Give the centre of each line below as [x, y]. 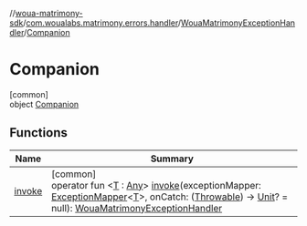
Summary [172, 159]
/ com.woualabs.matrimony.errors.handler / [102, 23]
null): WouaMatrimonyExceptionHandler [137, 208]
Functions [39, 133]
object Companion [44, 104]
